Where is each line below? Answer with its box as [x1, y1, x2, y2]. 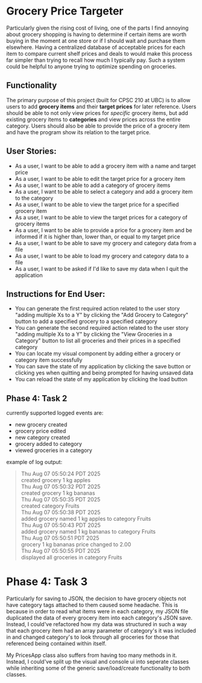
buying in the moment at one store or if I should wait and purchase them [6, 37, 186, 44]
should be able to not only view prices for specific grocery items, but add [6, 109, 188, 116]
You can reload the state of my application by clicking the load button [14, 376, 188, 383]
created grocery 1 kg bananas [21, 489, 95, 497]
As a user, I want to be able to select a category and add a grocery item [14, 188, 193, 195]
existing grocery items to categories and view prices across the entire [6, 116, 181, 123]
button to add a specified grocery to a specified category [14, 318, 158, 325]
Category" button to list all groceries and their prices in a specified [14, 337, 181, 344]
